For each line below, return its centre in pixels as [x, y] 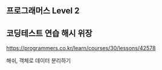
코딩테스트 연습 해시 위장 [49, 33]
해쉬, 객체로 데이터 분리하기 [39, 61]
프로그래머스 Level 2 [43, 11]
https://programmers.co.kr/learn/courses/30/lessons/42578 [81, 48]
